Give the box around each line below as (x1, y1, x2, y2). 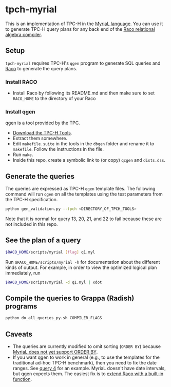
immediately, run (5, 269, 41, 276)
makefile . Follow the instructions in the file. (12, 146, 104, 152)
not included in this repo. (5, 221, 58, 227)
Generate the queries (5, 172, 75, 181)
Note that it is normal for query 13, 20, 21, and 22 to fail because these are (5, 216, 162, 222)
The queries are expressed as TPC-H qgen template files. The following (5, 186, 156, 192)
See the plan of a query (5, 236, 81, 245)
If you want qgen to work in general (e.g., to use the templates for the (12, 354, 160, 360)
